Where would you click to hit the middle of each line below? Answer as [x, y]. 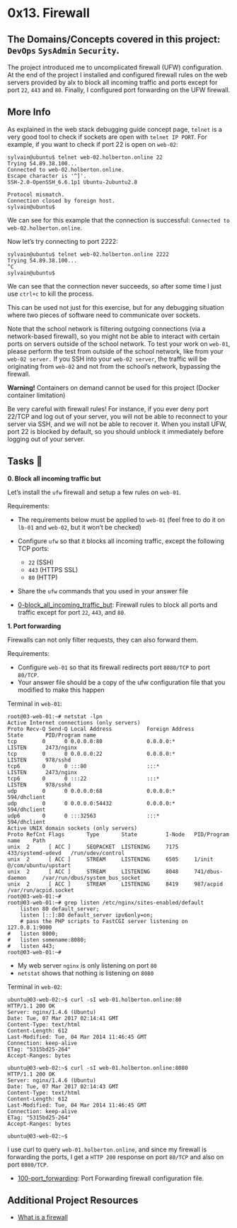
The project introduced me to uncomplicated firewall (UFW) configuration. [115, 67]
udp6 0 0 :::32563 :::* [83, 816]
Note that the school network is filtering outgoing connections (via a [106, 328]
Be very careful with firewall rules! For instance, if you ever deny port [108, 408]
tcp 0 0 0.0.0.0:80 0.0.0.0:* [91, 741]
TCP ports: [33, 548]
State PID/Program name [52, 735]
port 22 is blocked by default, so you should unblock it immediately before [116, 431]
